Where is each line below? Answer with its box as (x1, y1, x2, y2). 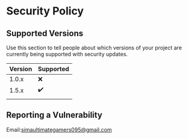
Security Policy (6, 4, 84, 18)
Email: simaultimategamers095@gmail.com (6, 126, 112, 133)
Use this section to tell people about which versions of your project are (6, 44, 182, 51)
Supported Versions (6, 28, 83, 39)
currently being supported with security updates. (6, 51, 128, 58)
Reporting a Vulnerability (6, 110, 102, 120)
